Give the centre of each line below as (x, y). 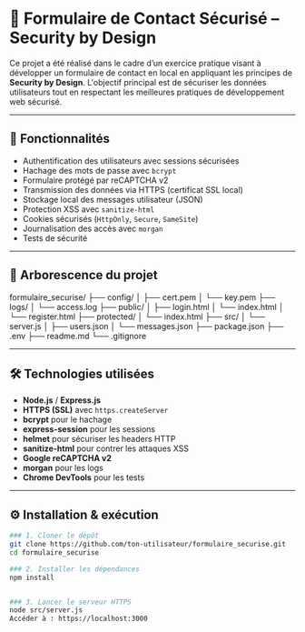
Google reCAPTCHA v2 (67, 458)
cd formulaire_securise (54, 552)
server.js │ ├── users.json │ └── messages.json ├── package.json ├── (147, 326)
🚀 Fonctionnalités (60, 139)
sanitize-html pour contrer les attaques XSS (105, 448)
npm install (32, 577)
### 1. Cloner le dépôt (54, 536)
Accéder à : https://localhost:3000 (79, 619)
